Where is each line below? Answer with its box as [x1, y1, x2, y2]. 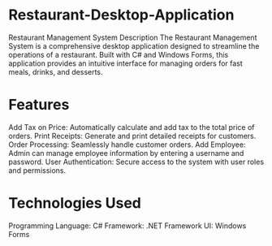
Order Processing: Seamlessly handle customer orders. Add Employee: [8, 140, 246, 149]
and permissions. [8, 165, 67, 175]
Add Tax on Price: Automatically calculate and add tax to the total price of [8, 122, 255, 132]
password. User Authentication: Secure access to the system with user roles [8, 157, 265, 166]
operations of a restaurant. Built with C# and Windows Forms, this [8, 50, 229, 59]
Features [8, 96, 70, 114]
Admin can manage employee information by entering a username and [8, 148, 244, 158]
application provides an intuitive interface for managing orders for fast [8, 58, 244, 68]
